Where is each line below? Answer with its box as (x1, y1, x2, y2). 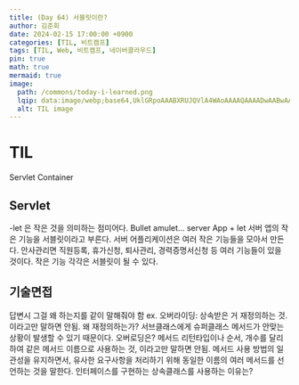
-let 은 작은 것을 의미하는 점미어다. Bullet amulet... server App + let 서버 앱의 (9, 223, 279, 233)
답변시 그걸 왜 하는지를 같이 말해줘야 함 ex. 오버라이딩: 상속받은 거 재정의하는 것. (9, 309, 287, 321)
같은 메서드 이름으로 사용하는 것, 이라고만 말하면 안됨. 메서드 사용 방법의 (25, 343, 275, 354)
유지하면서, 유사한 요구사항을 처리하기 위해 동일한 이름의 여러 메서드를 (32, 354, 276, 365)
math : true (9, 63, 50, 72)
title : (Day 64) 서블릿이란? (9, 12, 109, 22)
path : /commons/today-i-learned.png (17, 87, 153, 96)
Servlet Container (9, 172, 74, 183)
